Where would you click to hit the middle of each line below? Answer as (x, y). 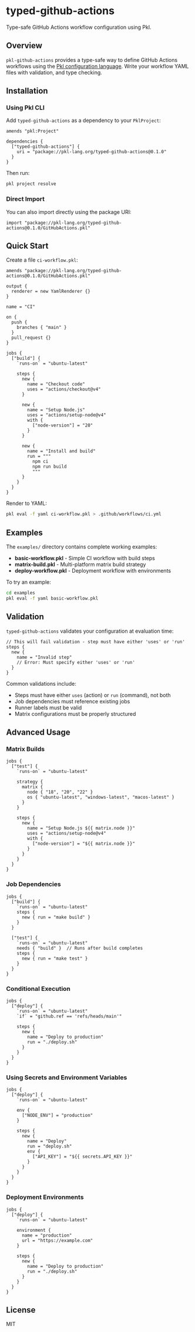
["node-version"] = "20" (63, 425)
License (21, 1310)
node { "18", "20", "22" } (60, 792)
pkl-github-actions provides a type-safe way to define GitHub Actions (92, 60)
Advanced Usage (38, 733)
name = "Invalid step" (44, 657)
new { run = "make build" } (56, 917)
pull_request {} (31, 338)
